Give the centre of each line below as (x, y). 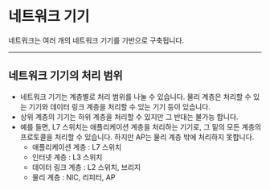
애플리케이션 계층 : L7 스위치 (77, 147)
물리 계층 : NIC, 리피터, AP (74, 177)
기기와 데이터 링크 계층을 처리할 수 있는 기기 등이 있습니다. (120, 106)
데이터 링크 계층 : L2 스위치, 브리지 (86, 167)
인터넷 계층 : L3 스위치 (67, 157)
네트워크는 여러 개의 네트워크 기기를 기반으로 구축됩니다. (96, 40)
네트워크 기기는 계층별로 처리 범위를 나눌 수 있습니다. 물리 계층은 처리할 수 (135, 97)
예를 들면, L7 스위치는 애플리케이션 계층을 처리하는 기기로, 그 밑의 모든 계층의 (141, 126)
